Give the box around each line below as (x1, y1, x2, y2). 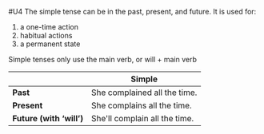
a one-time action (19, 22, 78, 31)
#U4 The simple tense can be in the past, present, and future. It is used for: (8, 7, 257, 16)
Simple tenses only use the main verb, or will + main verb (8, 55, 198, 64)
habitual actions (19, 31, 73, 40)
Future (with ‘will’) (12, 113, 84, 124)
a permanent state (19, 39, 81, 49)
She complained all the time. (90, 87, 198, 98)
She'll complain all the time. (90, 113, 194, 124)
